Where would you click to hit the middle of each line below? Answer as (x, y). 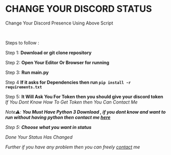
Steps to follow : (22, 43)
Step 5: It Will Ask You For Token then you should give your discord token (84, 96)
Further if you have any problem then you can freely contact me (73, 147)
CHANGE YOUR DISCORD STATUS (79, 9)
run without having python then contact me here (58, 117)
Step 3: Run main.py (27, 72)
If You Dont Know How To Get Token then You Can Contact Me (71, 102)
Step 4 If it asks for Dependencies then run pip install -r (68, 82)
